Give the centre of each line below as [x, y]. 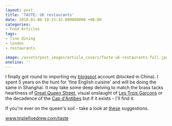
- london [15, 44]
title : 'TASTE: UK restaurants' [40, 15]
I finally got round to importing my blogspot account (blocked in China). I [82, 77]
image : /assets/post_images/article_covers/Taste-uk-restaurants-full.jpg [87, 57]
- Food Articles [23, 29]
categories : [18, 24]
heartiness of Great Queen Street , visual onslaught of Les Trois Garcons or [84, 93]
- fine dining [20, 39]
